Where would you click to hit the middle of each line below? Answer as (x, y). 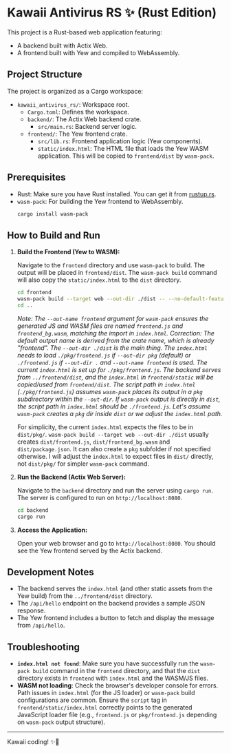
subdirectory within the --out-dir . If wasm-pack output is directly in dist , (119, 399)
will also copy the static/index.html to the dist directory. (99, 280)
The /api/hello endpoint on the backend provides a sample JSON (111, 604)
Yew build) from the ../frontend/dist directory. (85, 596)
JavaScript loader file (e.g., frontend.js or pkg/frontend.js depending (117, 715)
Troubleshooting (44, 647)
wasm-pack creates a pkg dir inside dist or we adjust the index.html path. (120, 413)
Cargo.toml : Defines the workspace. (78, 112)
